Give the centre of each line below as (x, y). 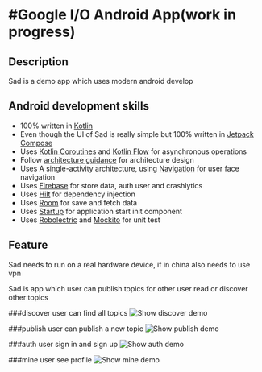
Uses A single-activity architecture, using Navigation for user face (130, 168)
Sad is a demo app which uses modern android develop (101, 81)
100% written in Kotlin (56, 126)
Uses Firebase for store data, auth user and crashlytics (111, 185)
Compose (36, 143)
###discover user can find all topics (68, 312)
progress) (42, 32)
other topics (28, 297)
